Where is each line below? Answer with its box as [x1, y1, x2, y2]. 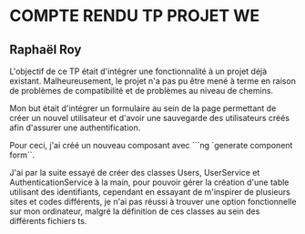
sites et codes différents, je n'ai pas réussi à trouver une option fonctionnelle [9, 197, 297, 207]
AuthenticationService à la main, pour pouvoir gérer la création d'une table [9, 177, 290, 188]
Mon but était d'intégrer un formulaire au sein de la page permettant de [9, 103, 277, 114]
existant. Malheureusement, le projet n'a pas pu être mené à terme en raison [9, 76, 296, 86]
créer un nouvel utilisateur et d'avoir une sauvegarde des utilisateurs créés [9, 113, 290, 123]
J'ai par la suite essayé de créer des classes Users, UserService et [9, 168, 260, 178]
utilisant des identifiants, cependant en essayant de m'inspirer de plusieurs [9, 187, 291, 197]
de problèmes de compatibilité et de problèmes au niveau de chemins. [9, 86, 274, 96]
